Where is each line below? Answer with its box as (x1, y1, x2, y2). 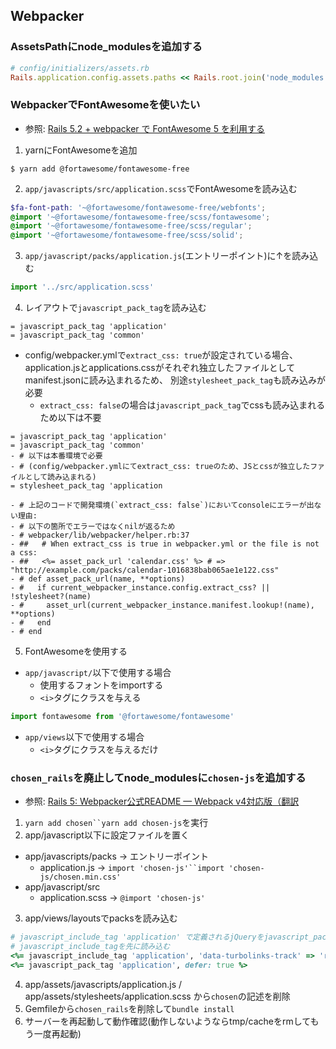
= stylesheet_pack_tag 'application (10, 481, 163, 491)
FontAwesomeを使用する (24, 645, 128, 658)
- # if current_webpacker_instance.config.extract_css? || (10, 583, 271, 593)
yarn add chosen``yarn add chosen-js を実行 (24, 817, 209, 829)
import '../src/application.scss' (10, 282, 155, 293)
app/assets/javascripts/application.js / (24, 978, 183, 990)
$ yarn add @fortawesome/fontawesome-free (10, 164, 190, 174)
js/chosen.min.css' (39, 872, 122, 883)
